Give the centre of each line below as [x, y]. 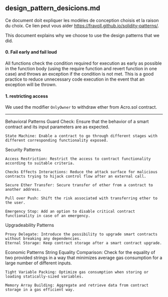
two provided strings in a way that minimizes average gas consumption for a [84, 258]
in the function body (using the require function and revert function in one [81, 69]
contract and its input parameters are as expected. [57, 127]
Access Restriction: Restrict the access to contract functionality [78, 159]
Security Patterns [23, 150]
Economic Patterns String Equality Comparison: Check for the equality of [80, 252]
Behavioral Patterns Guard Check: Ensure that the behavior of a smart [77, 122]
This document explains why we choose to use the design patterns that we [82, 35]
